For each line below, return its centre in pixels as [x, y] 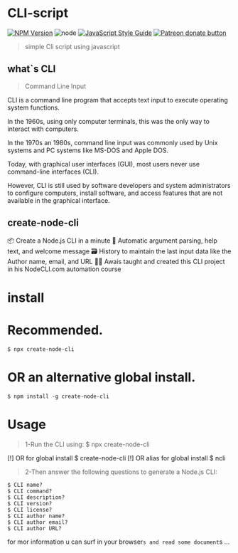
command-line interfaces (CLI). [53, 172]
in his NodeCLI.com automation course [64, 269]
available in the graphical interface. [59, 200]
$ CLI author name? [36, 516]
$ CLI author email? [38, 522]
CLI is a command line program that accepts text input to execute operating [118, 100]
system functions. [34, 107]
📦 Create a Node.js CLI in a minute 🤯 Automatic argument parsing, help [113, 241]
